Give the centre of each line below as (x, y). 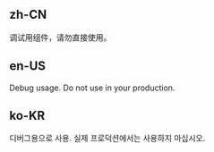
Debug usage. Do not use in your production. (92, 88)
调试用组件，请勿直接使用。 (60, 37)
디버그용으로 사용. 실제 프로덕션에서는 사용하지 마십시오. (107, 139)
